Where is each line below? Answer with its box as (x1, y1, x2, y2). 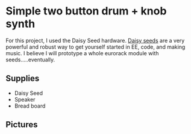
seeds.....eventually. (5, 56, 55, 63)
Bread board (14, 102, 46, 109)
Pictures (5, 120, 38, 130)
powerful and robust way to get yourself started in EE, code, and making (5, 43, 186, 50)
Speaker (14, 96, 36, 103)
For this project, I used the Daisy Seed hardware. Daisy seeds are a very (5, 37, 185, 44)
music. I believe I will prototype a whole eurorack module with (5, 49, 159, 56)
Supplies (5, 73, 40, 84)
